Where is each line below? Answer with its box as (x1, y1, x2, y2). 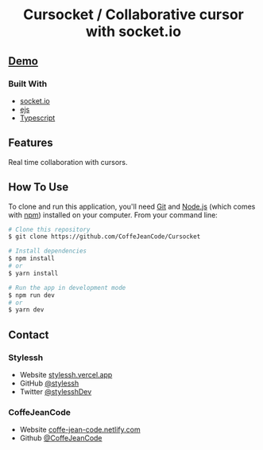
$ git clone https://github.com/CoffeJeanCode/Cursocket (8, 233, 201, 241)
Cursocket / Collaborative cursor (23, 6, 244, 24)
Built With (8, 78, 48, 89)
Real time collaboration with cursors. (8, 157, 129, 166)
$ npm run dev (8, 291, 56, 299)
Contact (8, 328, 49, 342)
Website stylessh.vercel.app (19, 370, 113, 379)
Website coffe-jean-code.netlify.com (19, 425, 141, 435)
